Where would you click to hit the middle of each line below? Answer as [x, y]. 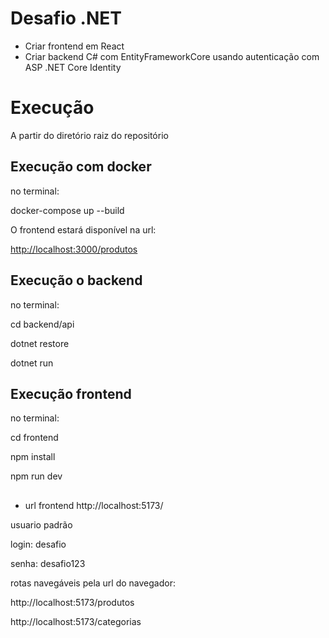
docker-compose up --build [67, 210]
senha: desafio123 [48, 563]
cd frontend [34, 438]
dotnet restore [40, 343]
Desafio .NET [66, 18]
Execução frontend [71, 393]
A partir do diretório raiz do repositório [89, 135]
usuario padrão [41, 524]
